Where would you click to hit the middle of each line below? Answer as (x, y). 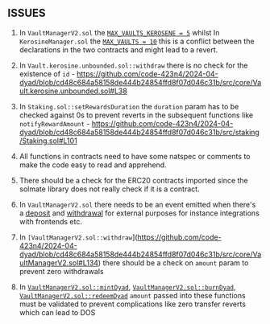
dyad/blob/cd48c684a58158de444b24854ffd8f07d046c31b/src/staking (139, 132)
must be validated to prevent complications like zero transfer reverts (133, 304)
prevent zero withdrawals (61, 271)
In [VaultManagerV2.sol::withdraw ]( (78, 237)
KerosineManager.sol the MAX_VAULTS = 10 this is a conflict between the (137, 41)
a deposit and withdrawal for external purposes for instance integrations (139, 213)
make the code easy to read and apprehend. (93, 165)
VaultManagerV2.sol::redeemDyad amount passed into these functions (133, 295)
